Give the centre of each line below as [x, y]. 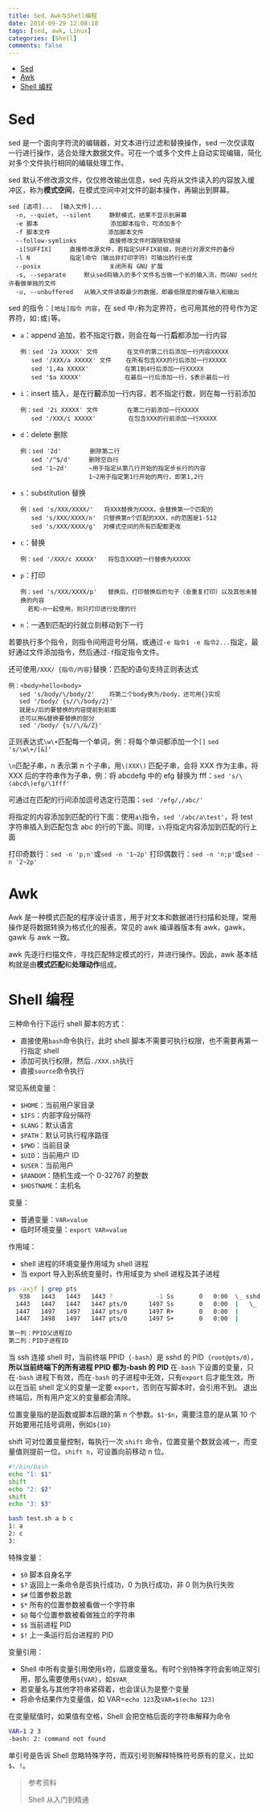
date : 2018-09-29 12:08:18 [53, 23]
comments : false [35, 46]
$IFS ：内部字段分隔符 [55, 1115]
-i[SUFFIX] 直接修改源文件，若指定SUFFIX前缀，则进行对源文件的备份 [125, 250]
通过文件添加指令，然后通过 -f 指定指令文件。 [89, 652]
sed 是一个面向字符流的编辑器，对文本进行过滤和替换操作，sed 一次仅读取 [132, 143]
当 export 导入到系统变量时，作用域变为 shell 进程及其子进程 [120, 1274]
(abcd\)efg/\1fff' [39, 784]
